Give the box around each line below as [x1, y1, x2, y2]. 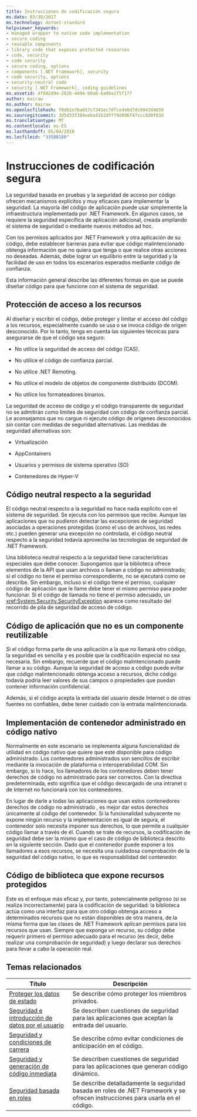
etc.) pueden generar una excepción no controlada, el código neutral [6, 530, 172, 537]
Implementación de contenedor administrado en [6, 717, 186, 728]
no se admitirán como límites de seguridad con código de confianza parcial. [6, 409, 189, 416]
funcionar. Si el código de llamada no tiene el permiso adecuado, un [6, 591, 171, 599]
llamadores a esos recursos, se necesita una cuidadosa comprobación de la [6, 847, 190, 854]
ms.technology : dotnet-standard [6, 19, 85, 25]
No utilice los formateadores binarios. [14, 391, 106, 398]
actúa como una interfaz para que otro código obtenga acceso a [6, 907, 162, 914]
